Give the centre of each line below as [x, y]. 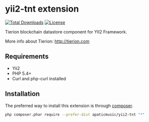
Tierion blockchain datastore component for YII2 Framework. [66, 32]
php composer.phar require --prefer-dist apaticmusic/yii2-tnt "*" [75, 114]
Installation [22, 94]
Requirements [27, 57]
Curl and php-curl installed [39, 78]
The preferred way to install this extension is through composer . [69, 105]
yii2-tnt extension [42, 9]
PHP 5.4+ [22, 73]
